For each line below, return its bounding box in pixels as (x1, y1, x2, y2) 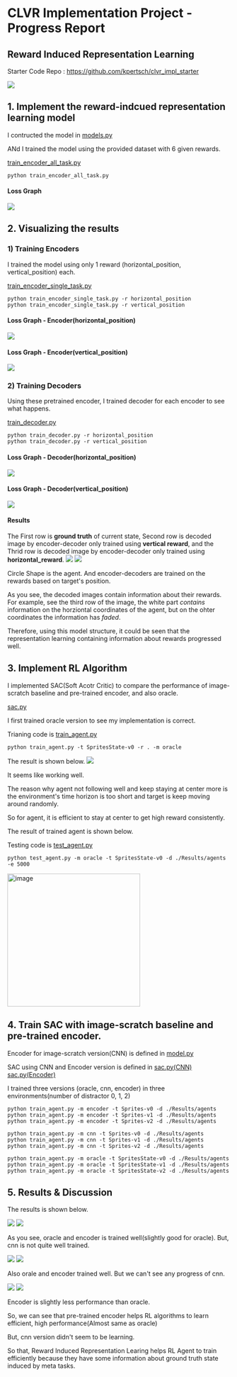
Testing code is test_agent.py (7, 840, 93, 849)
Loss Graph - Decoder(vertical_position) (7, 484, 129, 494)
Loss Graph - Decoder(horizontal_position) (7, 453, 137, 462)
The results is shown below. (7, 1205, 88, 1214)
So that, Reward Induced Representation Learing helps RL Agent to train (7, 1347, 217, 1355)
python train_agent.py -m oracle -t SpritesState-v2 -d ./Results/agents (7, 1167, 230, 1174)
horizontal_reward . (7, 555, 65, 564)
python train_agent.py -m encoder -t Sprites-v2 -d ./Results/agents (7, 1117, 217, 1125)
